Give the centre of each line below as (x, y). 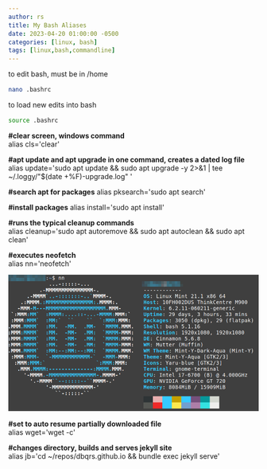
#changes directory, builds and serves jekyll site (90, 448)
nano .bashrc (30, 90)
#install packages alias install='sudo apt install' (86, 207)
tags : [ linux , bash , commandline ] (62, 51)
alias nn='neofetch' (40, 264)
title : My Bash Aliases (48, 25)
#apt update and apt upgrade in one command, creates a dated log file (126, 159)
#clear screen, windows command (66, 135)
